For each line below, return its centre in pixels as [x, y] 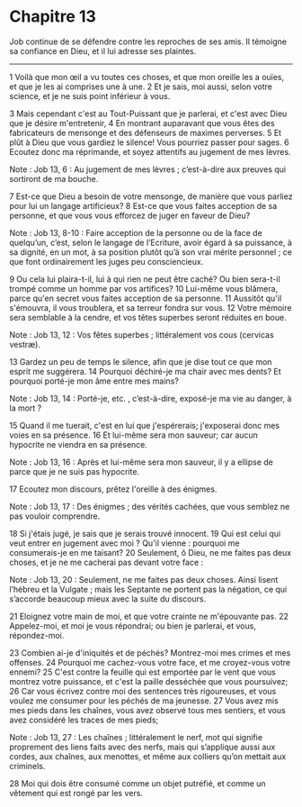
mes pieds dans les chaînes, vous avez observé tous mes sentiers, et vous [147, 710]
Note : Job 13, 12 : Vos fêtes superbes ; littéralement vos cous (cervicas [142, 334]
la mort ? [26, 408]
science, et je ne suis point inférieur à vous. [90, 95]
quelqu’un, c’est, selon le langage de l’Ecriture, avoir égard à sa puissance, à [151, 242]
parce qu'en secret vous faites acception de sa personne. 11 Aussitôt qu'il [146, 298]
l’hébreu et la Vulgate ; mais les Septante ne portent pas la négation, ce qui [148, 589]
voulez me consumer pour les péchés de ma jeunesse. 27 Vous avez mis [144, 701]
